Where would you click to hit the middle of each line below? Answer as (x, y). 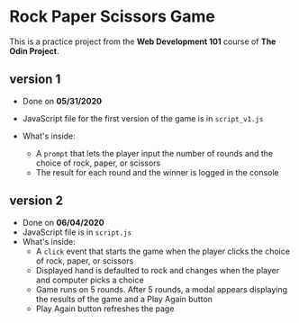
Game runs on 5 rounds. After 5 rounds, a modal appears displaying (162, 289)
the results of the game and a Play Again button (124, 299)
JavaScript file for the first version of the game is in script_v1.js (143, 118)
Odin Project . (34, 50)
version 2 (36, 201)
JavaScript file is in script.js (77, 232)
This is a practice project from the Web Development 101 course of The (143, 41)
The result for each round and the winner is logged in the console (157, 172)
